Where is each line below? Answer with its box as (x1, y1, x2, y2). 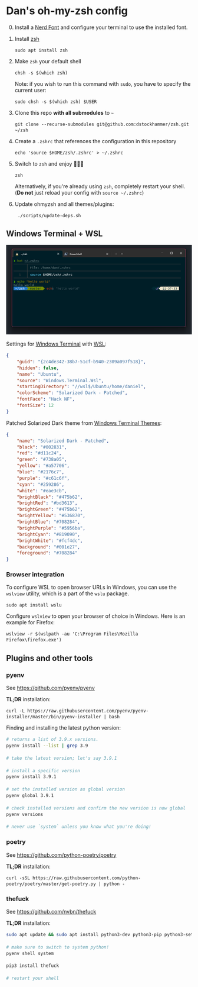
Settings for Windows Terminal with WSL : (6, 340, 107, 347)
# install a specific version (6, 767, 81, 773)
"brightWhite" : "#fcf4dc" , (16, 537, 83, 544)
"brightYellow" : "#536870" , (16, 513, 85, 519)
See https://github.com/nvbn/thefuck (6, 908, 97, 915)
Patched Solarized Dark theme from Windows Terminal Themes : (6, 419, 162, 427)
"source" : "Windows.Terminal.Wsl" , (16, 378, 104, 383)
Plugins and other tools (6, 653, 93, 663)
